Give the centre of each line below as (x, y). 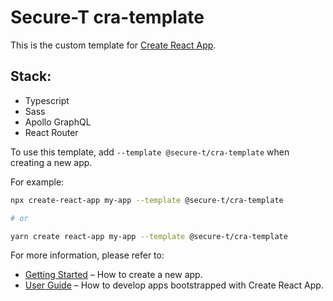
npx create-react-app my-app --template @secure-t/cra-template (147, 200)
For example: (37, 182)
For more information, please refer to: (87, 255)
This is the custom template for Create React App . (113, 45)
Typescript (47, 100)
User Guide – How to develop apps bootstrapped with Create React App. (174, 285)
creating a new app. (51, 162)
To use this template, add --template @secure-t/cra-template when (150, 152)
